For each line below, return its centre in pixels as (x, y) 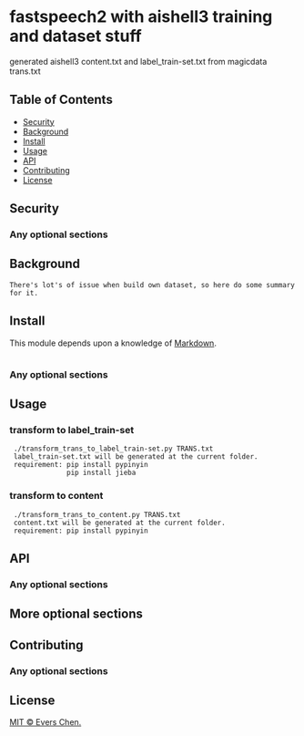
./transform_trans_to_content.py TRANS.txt (97, 514)
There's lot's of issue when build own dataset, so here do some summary (152, 285)
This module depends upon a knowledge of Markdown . (113, 343)
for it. (24, 293)
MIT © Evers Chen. (46, 722)
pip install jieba (101, 473)
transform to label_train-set (72, 430)
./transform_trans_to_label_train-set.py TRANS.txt (113, 449)
